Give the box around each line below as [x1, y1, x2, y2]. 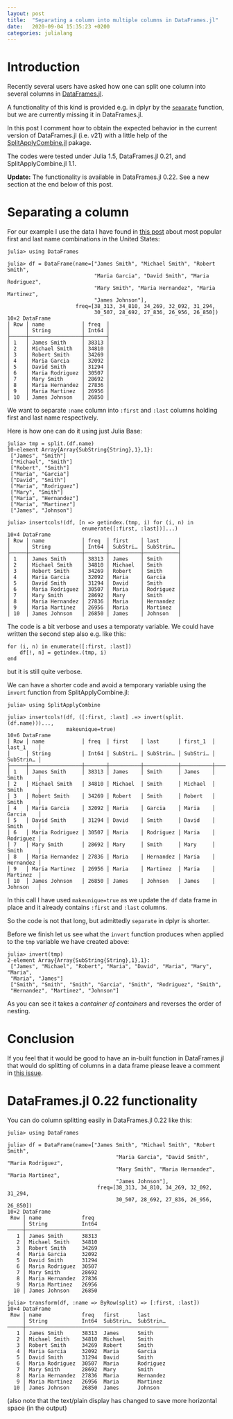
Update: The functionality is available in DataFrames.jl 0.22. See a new [7, 173, 209, 181]
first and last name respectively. [7, 413, 98, 422]
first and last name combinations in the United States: [7, 235, 161, 243]
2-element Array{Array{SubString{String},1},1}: [7, 957, 150, 964]
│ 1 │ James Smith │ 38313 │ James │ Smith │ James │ [7, 768, 216, 775]
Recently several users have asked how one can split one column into [7, 83, 206, 91]
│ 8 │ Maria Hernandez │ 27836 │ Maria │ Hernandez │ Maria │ [7, 854, 216, 861]
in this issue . [7, 1069, 43, 1077]
